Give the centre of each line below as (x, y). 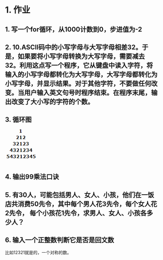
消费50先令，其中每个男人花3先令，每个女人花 (87, 204)
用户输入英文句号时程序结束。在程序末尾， (88, 92)
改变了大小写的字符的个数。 (53, 101)
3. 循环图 (18, 120)
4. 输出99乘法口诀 (32, 177)
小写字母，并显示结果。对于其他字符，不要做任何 (78, 84)
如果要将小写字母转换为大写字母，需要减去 (81, 56)
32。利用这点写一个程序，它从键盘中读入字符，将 (79, 65)
